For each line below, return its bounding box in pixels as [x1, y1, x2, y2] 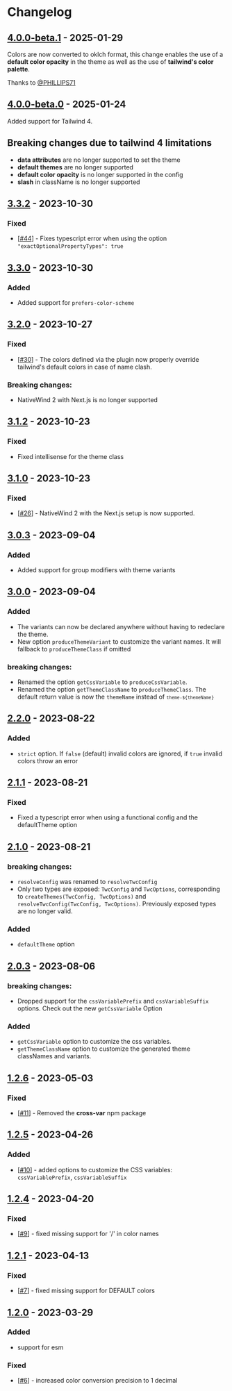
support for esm [17, 1343, 64, 1351]
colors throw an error [17, 756, 78, 765]
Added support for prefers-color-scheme [17, 299, 135, 306]
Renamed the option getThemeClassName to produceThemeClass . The [17, 685, 206, 694]
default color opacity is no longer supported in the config [17, 170, 183, 178]
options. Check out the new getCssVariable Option [17, 1004, 163, 1013]
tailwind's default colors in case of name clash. [17, 363, 153, 371]
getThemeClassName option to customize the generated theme [17, 1044, 191, 1053]
